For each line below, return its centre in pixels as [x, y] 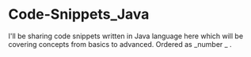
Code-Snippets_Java [79, 14]
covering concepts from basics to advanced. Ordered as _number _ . [120, 44]
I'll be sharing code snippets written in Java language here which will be [126, 36]
